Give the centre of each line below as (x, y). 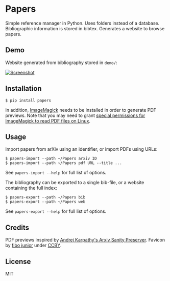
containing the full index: (31, 188)
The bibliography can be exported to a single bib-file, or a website (75, 183)
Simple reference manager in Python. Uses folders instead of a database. (82, 23)
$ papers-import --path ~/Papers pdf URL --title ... (64, 163)
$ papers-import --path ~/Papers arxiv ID (51, 159)
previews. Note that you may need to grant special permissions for (75, 115)
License (18, 261)
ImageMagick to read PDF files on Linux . (48, 121)
